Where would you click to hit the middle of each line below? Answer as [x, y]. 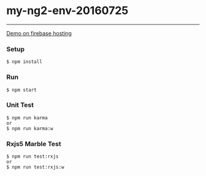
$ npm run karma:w [30, 128]
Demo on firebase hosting [39, 33]
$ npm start [21, 90]
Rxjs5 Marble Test [34, 144]
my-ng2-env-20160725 [67, 11]
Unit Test [20, 105]
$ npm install [25, 62]
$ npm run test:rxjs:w [35, 167]
